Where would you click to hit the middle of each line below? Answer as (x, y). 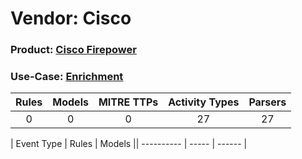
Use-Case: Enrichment (67, 77)
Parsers (267, 102)
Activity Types (204, 102)
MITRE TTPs (128, 102)
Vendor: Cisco (71, 18)
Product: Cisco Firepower (73, 50)
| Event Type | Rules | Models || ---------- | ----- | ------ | (129, 144)
